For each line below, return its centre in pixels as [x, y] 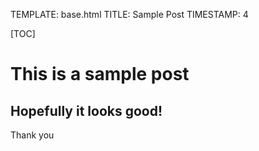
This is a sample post [100, 74]
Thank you [32, 135]
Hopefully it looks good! [86, 110]
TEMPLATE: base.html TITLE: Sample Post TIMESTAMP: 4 [129, 14]
